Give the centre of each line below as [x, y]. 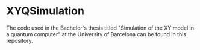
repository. [20, 40]
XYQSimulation [45, 11]
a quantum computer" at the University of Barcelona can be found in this [96, 34]
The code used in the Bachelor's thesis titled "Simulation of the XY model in [100, 28]
